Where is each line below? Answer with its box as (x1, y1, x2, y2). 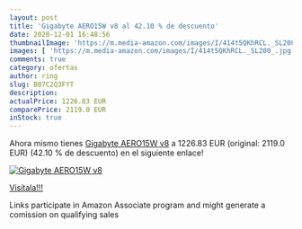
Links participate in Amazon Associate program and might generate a (9, 199, 266, 211)
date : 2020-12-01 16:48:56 (9, 30, 111, 39)
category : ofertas (9, 64, 78, 73)
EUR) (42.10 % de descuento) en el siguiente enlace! (9, 147, 204, 158)
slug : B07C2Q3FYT (9, 80, 75, 89)
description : (9, 88, 58, 97)
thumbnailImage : (9, 38, 70, 48)
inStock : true (9, 113, 63, 122)
